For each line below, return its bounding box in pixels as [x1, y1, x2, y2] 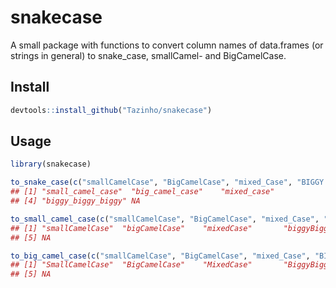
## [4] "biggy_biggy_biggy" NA [10, 196, 141, 206]
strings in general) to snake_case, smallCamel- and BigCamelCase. [10, 49, 287, 61]
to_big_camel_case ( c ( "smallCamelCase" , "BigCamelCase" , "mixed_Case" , [10, 251, 311, 261]
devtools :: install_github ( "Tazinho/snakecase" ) [10, 105, 213, 115]
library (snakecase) [10, 159, 92, 170]
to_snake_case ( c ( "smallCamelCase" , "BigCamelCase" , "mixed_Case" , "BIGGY [10, 177, 325, 188]
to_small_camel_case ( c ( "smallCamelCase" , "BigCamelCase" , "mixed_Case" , [10, 214, 320, 224]
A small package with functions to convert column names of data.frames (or [10, 39, 324, 51]
